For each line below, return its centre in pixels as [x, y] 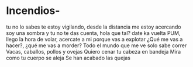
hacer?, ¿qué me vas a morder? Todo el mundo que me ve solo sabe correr [96, 45]
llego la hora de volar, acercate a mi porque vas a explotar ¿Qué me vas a [94, 39]
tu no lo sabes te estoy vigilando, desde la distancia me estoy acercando [94, 27]
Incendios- [33, 11]
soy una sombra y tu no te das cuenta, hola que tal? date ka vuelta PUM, [93, 33]
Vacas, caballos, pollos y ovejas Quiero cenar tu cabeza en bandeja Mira [94, 51]
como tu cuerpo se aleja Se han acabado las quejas [68, 58]
